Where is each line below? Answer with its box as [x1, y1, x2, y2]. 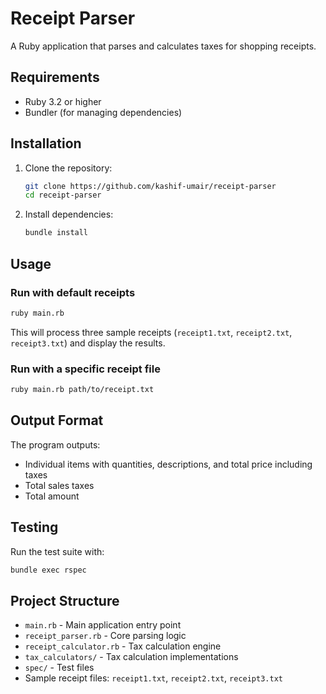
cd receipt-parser [24, 190, 102, 201]
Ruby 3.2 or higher [24, 95, 102, 107]
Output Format [10, 412, 104, 429]
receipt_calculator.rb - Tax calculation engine [24, 640, 222, 652]
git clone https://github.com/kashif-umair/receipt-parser [24, 181, 277, 191]
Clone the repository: [24, 162, 113, 174]
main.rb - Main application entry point [24, 619, 182, 631]
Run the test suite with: [10, 545, 105, 557]
